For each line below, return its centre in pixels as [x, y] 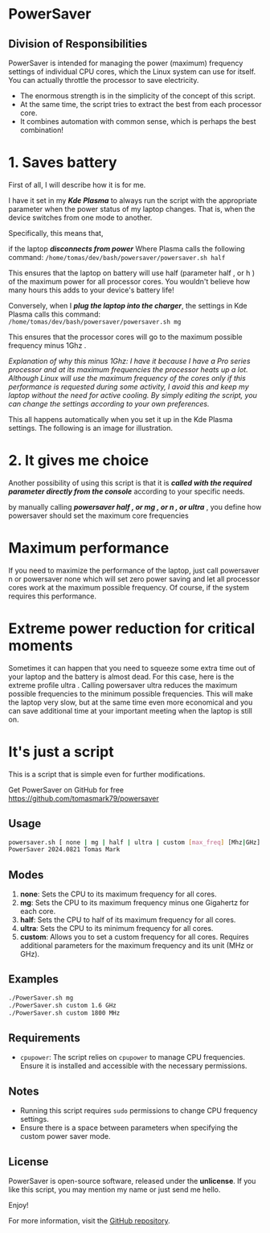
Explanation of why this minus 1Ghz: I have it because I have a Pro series [129, 361]
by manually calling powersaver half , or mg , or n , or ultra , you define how [135, 507]
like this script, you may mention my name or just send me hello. [115, 1190]
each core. [38, 912]
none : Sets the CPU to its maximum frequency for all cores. [118, 894]
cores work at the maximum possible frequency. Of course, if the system [129, 587]
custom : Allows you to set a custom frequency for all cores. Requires [134, 937]
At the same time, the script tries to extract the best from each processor [141, 104]
